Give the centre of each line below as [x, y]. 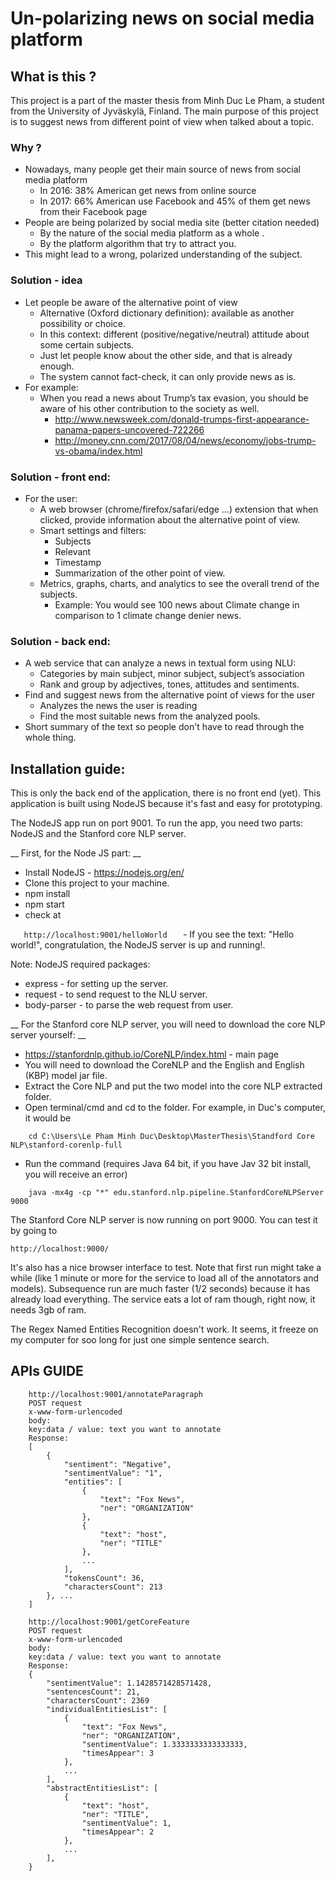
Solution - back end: [61, 641]
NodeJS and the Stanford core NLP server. [98, 833]
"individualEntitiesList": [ [107, 1709]
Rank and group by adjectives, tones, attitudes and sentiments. [169, 684]
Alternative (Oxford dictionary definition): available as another [167, 313]
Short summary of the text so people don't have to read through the [164, 727]
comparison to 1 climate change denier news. [148, 615]
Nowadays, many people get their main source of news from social [162, 169]
